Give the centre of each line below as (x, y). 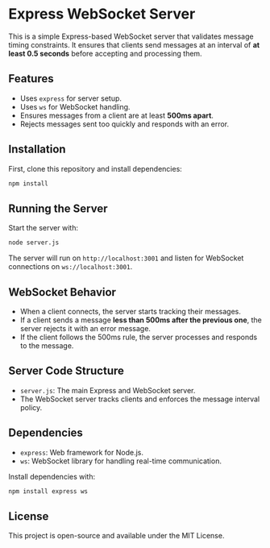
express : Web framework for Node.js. (81, 452)
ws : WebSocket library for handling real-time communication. (120, 461)
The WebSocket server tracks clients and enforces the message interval (140, 399)
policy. (31, 407)
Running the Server (58, 208)
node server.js (34, 243)
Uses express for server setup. (71, 98)
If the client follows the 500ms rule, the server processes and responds (139, 337)
